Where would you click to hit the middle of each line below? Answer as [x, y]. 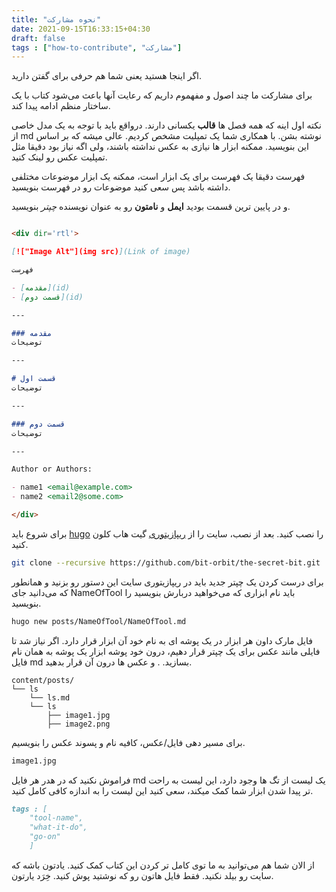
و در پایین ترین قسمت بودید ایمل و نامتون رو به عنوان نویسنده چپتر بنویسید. [151, 207]
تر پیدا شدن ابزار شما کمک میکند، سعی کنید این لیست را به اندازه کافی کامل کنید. [162, 790]
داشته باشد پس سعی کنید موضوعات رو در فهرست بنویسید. [121, 187]
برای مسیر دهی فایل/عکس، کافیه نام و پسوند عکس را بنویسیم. [128, 742]
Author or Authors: [52, 469]
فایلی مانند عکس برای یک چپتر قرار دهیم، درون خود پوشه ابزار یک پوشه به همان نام [166, 651]
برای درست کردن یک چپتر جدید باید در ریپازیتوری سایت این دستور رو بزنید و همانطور [167, 582]
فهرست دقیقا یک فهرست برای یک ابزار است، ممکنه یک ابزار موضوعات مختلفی [158, 177]
